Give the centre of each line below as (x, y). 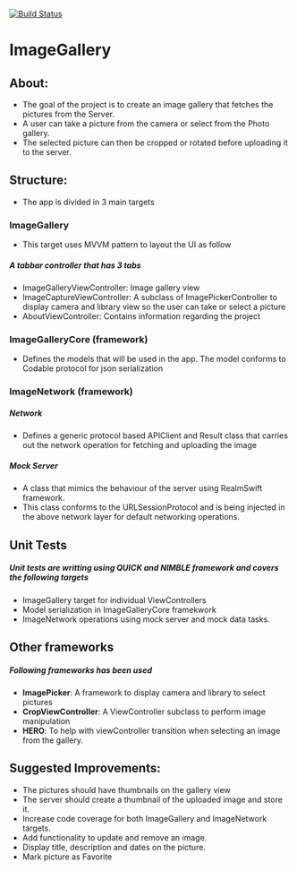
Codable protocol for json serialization (93, 368)
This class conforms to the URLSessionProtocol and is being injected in (153, 507)
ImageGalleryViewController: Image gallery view (111, 288)
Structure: (38, 181)
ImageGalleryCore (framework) (79, 339)
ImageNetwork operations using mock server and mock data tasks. (146, 619)
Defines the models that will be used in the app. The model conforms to (154, 359)
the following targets (49, 577)
